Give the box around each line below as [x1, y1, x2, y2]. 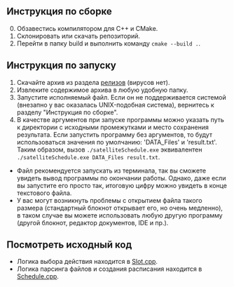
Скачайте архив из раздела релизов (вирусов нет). [16, 78, 170, 86]
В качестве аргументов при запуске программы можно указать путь [16, 115, 225, 124]
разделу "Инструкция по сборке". [16, 108, 118, 116]
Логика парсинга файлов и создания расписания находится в [16, 265, 202, 273]
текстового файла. [16, 189, 72, 197]
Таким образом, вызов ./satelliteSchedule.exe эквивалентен [16, 145, 202, 154]
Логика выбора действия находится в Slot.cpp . [16, 258, 158, 266]
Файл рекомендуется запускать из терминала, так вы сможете [16, 166, 207, 175]
